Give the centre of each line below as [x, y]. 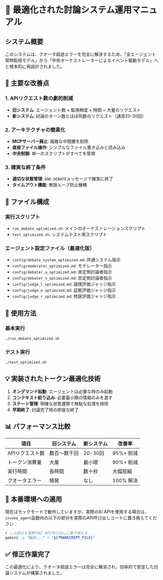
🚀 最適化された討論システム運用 [69, 10]
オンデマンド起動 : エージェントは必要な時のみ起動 [62, 391]
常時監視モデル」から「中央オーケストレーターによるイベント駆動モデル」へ [82, 60]
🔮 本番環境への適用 [34, 499]
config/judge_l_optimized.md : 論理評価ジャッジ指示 [64, 284]
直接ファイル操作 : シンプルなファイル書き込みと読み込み [69, 147]
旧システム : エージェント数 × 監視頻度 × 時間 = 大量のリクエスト [76, 110]
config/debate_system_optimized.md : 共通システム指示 [66, 260]
